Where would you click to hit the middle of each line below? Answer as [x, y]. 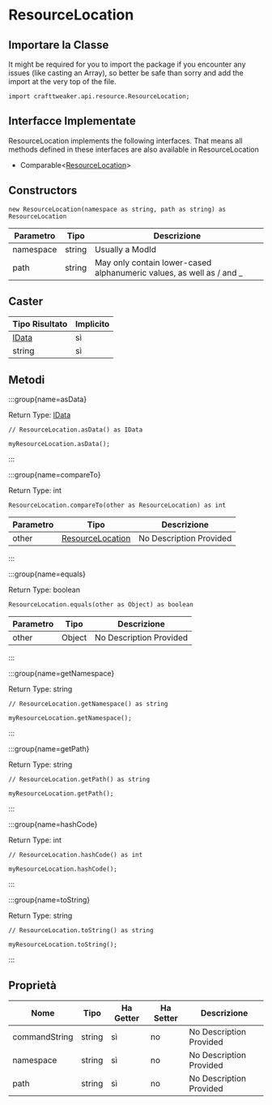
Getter [127, 1018]
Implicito [93, 324]
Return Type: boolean [45, 590]
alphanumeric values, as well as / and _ [168, 272]
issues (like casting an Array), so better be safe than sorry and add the [126, 73]
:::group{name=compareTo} [55, 475]
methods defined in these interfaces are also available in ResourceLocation [134, 149]
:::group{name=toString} [49, 900]
